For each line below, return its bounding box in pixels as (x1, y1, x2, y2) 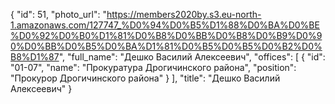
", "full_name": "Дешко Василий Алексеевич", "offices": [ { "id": (58, 51, 326, 63)
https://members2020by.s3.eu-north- (106, 9, 262, 20)
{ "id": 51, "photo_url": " (10, 9, 108, 20)
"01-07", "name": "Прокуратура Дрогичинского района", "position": (10, 62, 297, 73)
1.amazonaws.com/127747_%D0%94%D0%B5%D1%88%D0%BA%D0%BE (10, 19, 320, 31)
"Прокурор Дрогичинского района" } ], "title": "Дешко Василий (10, 72, 281, 84)
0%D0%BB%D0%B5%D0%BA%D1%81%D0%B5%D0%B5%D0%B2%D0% (10, 40, 323, 52)
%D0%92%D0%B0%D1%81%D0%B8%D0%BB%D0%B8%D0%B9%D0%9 (10, 30, 323, 41)
